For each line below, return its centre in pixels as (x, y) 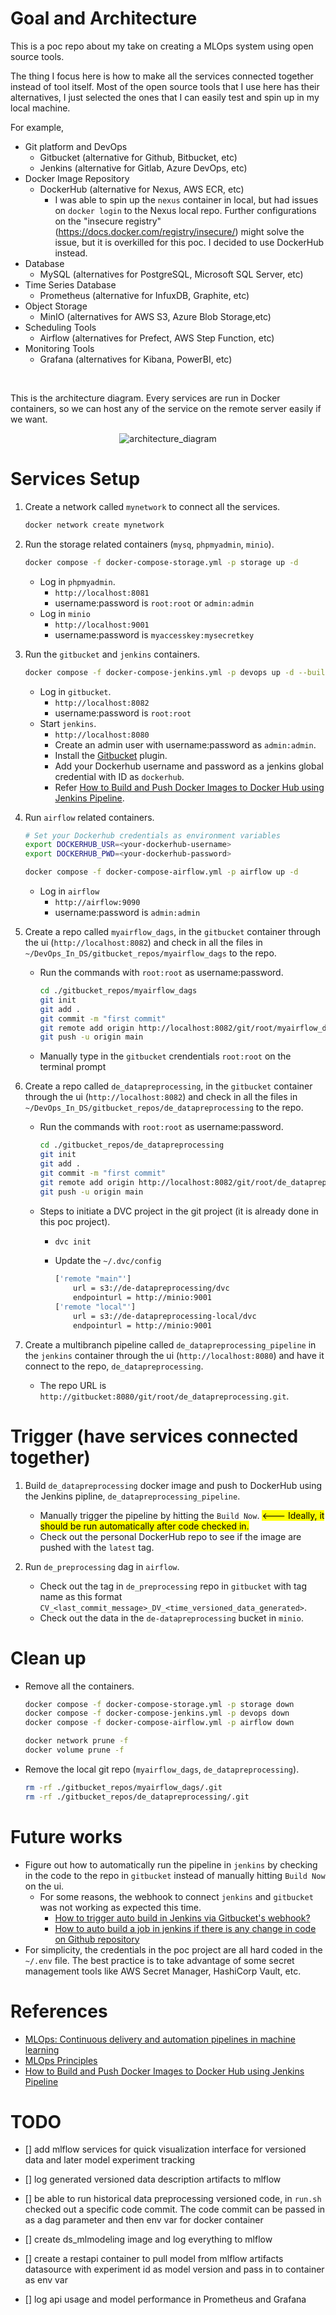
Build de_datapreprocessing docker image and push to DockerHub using (173, 1485)
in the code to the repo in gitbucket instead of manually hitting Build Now (175, 1875)
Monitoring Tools (59, 348)
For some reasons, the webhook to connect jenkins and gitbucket (176, 1896)
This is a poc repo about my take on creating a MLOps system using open (162, 46)
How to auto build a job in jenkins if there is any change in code (185, 1928)
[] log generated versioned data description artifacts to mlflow (153, 2179)
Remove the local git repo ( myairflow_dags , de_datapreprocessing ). (162, 1769)
